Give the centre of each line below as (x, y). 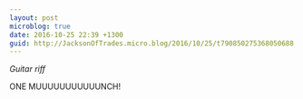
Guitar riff (28, 69)
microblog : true (40, 26)
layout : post (34, 18)
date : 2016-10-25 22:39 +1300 (67, 35)
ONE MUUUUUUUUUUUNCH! (65, 86)
